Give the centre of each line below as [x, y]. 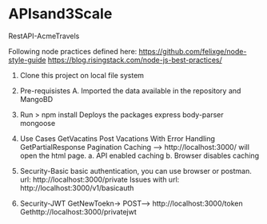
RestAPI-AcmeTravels [44, 36]
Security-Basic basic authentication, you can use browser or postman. [135, 171]
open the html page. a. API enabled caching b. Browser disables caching [139, 155]
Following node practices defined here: [73, 51]
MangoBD [36, 99]
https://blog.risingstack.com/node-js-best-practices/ [135, 60]
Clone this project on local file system [82, 75]
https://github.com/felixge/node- [193, 51]
